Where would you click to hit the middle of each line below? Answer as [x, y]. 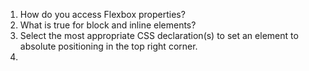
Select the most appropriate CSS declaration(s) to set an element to [159, 35]
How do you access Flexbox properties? [102, 14]
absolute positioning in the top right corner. [108, 46]
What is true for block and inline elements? [108, 25]
